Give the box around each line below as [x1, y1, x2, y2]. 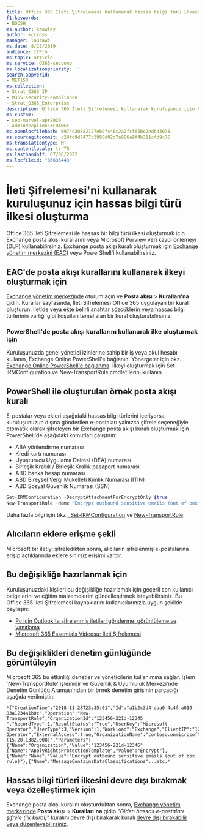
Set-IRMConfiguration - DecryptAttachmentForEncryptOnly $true [6, 494, 168, 501]
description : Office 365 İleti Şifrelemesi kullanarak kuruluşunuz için [6, 105, 195, 112]
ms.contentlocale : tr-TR [6, 145, 70, 152]
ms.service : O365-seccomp [6, 60, 72, 66]
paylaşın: [6, 605, 29, 612]
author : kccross [6, 32, 48, 38]
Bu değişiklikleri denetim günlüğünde [6, 648, 151, 658]
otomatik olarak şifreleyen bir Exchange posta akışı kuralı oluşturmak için [6, 425, 189, 432]
